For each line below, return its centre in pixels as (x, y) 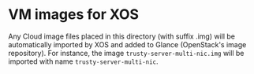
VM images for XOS (74, 15)
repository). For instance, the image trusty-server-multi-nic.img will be (126, 53)
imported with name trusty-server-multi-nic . (84, 61)
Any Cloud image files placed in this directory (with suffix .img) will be (121, 36)
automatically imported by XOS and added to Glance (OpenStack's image (127, 44)
